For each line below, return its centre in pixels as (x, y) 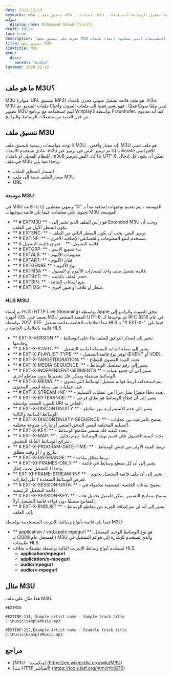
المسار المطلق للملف (33, 171)
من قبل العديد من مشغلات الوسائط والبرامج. (48, 116)
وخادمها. (20, 343)
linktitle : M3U (21, 48)
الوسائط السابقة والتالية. (36, 414)
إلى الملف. (23, 512)
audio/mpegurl (37, 564)
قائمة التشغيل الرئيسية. (35, 490)
